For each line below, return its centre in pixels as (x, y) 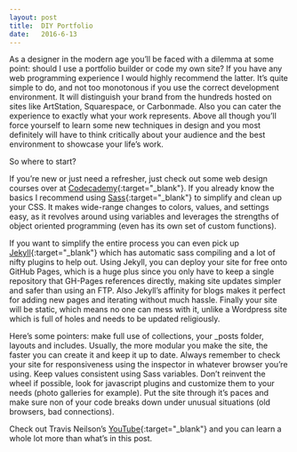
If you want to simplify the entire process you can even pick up (124, 243)
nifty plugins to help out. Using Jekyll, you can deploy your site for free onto (148, 262)
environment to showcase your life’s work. (87, 144)
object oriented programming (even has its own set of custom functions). (143, 226)
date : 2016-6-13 (43, 34)
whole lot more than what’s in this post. (81, 439)
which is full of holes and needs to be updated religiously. (115, 319)
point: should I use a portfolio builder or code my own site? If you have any (146, 69)
